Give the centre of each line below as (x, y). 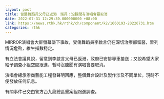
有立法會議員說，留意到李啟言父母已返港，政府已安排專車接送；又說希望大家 (82, 59)
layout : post (18, 10)
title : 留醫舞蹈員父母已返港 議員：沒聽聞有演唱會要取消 (56, 14)
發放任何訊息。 (24, 81)
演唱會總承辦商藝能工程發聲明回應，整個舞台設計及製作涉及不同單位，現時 (80, 75)
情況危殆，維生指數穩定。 (31, 48)
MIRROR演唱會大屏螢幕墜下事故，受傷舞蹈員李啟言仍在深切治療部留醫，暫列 (82, 42)
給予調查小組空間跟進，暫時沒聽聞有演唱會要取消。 (56, 65)
